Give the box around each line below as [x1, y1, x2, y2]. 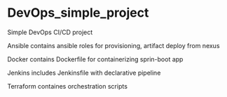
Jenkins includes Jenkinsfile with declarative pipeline [7, 68, 161, 77]
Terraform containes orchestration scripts [7, 82, 128, 90]
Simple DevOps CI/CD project [7, 28, 93, 36]
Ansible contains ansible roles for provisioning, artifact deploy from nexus [7, 41, 220, 50]
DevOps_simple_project [7, 5, 149, 21]
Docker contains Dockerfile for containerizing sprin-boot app [7, 54, 184, 64]
